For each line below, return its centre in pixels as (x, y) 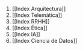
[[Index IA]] (26, 34)
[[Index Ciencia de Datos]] (45, 41)
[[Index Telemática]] (37, 15)
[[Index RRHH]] (31, 21)
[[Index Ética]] (29, 28)
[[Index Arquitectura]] (39, 9)
